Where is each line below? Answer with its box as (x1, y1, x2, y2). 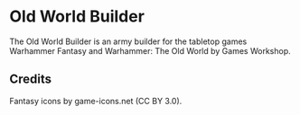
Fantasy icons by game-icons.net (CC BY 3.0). (9, 95, 183, 106)
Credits (9, 72, 52, 87)
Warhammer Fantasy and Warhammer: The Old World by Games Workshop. (9, 45, 291, 56)
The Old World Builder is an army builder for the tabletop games (9, 36, 248, 47)
